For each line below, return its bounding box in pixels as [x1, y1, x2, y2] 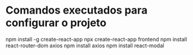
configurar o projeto [5, 16, 107, 30]
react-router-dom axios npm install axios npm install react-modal [5, 42, 164, 49]
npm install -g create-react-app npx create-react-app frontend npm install [5, 35, 188, 43]
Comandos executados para [5, 4, 148, 17]
